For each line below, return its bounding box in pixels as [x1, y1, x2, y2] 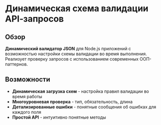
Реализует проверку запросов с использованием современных [5, 56, 139, 62]
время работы [12, 93, 42, 99]
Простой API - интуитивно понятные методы [12, 114, 106, 120]
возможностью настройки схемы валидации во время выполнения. [5, 51, 147, 57]
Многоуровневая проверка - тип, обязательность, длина [12, 99, 133, 104]
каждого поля [12, 109, 41, 115]
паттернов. [5, 62, 28, 67]
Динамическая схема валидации [5, 3, 149, 14]
